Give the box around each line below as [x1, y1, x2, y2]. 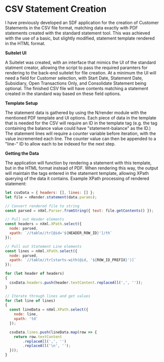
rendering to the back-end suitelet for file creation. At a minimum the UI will [5, 70, 156, 75]
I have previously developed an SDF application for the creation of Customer [5, 20, 159, 25]
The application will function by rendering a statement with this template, [5, 160, 152, 166]
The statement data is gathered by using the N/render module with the [5, 109, 147, 116]
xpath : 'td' [14, 316, 38, 321]
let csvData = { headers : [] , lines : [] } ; [5, 190, 95, 195]
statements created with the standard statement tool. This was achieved [5, 30, 150, 36]
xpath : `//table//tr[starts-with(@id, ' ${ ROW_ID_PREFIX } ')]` [9, 258, 137, 263]
